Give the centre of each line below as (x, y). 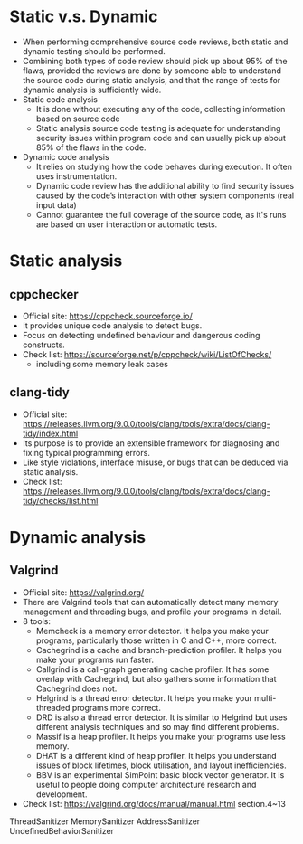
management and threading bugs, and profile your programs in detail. (152, 612)
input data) (56, 204)
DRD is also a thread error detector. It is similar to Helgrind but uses (161, 717)
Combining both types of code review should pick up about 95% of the (155, 61)
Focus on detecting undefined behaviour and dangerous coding (141, 335)
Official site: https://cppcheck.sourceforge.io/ (107, 316)
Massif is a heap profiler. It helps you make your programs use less (161, 736)
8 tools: (37, 621)
